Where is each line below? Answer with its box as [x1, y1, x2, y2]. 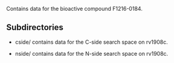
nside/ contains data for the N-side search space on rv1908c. [14, 50, 169, 57]
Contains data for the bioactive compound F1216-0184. [6, 5, 143, 12]
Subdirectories [6, 22, 63, 32]
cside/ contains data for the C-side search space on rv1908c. [14, 38, 168, 46]
